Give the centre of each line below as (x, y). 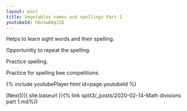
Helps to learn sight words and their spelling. (60, 39)
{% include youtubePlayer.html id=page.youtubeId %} (71, 84)
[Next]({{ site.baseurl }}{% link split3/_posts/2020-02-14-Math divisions (93, 96)
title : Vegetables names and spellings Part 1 (64, 17)
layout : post (22, 11)
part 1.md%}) (22, 102)
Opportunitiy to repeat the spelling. (49, 50)
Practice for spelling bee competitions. (53, 73)
